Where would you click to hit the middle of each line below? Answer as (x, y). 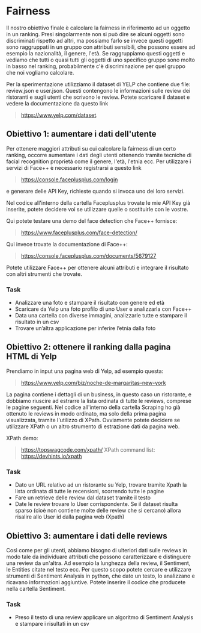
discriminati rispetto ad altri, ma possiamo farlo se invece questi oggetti (94, 40)
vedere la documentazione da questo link (57, 103)
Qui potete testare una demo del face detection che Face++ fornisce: (92, 220)
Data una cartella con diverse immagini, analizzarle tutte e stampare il (101, 316)
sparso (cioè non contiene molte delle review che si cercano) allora (98, 511)
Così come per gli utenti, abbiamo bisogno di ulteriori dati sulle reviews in (97, 550)
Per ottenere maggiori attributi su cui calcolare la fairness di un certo (91, 148)
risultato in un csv (37, 322)
